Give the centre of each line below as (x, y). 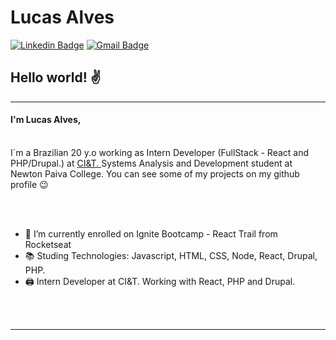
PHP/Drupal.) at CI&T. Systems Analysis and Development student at (151, 163)
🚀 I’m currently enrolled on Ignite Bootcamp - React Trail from (151, 233)
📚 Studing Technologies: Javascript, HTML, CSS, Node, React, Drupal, (171, 255)
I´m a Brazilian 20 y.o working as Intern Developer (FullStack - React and (160, 152)
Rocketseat (48, 244)
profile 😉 (29, 184)
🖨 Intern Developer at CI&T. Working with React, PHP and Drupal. (160, 281)
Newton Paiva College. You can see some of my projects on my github (155, 173)
